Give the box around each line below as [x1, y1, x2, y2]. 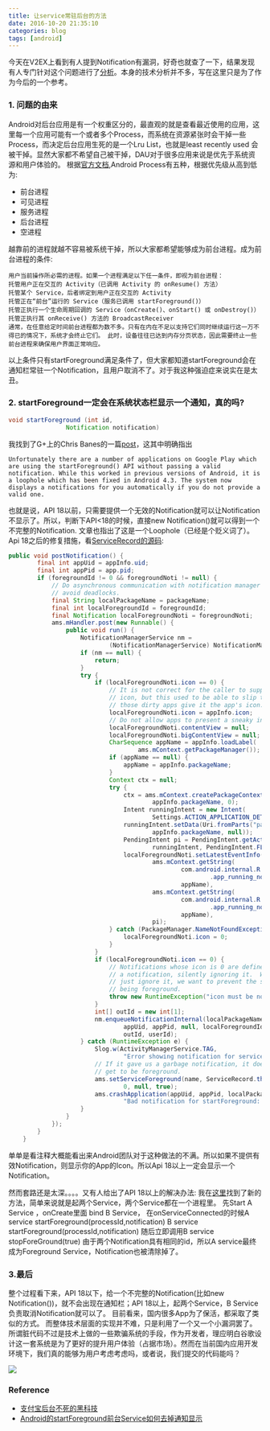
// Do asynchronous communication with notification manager [51, 582, 261, 590]
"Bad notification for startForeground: [123, 1097, 261, 1106]
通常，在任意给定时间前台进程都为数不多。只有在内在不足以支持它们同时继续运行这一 [8, 323, 247, 331]
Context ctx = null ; [108, 775, 178, 784]
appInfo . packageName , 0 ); [152, 798, 239, 807]
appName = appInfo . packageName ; [123, 761, 231, 769]
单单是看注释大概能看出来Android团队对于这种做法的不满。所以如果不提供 [8, 1150, 253, 1160]
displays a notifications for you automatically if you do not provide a [8, 483, 261, 491]
